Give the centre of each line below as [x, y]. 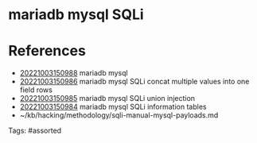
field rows [36, 90]
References [47, 51]
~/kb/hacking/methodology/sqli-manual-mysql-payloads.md [119, 115]
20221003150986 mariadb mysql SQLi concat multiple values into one [134, 82]
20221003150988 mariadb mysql [74, 73]
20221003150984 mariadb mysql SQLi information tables [113, 107]
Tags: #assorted [35, 131]
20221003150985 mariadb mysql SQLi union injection [107, 99]
